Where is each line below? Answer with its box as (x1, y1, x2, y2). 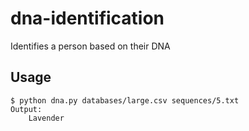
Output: (10, 104, 43, 114)
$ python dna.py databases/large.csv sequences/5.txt (10, 95, 240, 106)
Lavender (28, 113, 65, 123)
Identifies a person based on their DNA (10, 40, 171, 52)
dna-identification (10, 7, 165, 30)
